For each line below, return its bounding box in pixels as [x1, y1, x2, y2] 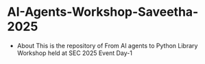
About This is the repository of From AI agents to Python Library [16, 41, 198, 50]
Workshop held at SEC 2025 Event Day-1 [16, 49, 132, 57]
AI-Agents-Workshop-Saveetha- [7, 4, 199, 20]
